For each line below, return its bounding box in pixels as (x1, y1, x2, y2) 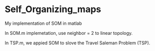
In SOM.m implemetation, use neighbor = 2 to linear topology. (5, 30, 133, 36)
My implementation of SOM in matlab (5, 20, 82, 26)
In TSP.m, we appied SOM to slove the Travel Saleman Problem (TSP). (5, 39, 150, 46)
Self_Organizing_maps (5, 4, 101, 15)
